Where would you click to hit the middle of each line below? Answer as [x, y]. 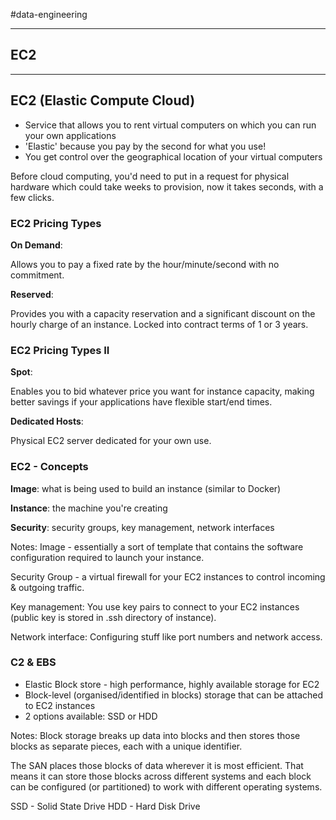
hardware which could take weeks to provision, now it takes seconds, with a [167, 186]
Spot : [21, 372]
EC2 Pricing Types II [60, 350]
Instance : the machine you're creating [89, 508]
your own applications [70, 135]
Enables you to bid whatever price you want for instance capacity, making [162, 391]
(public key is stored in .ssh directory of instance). [113, 617]
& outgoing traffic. [47, 587]
